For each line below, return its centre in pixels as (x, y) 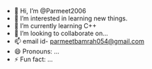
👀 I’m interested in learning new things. (71, 18)
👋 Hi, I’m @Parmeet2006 (50, 11)
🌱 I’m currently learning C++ (55, 26)
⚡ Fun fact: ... (33, 59)
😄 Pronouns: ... (37, 51)
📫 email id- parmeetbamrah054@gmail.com (79, 41)
